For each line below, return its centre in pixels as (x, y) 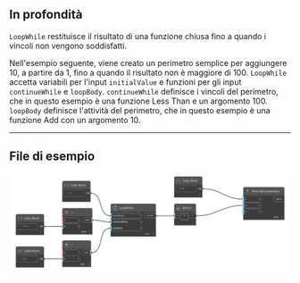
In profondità (46, 15)
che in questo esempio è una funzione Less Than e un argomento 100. (138, 101)
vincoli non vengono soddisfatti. (68, 46)
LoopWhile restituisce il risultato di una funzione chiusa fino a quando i (137, 36)
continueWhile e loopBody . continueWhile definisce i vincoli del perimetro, (144, 91)
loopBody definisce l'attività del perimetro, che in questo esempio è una (140, 110)
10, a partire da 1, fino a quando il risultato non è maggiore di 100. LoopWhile (148, 72)
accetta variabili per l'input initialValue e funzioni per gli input (125, 82)
